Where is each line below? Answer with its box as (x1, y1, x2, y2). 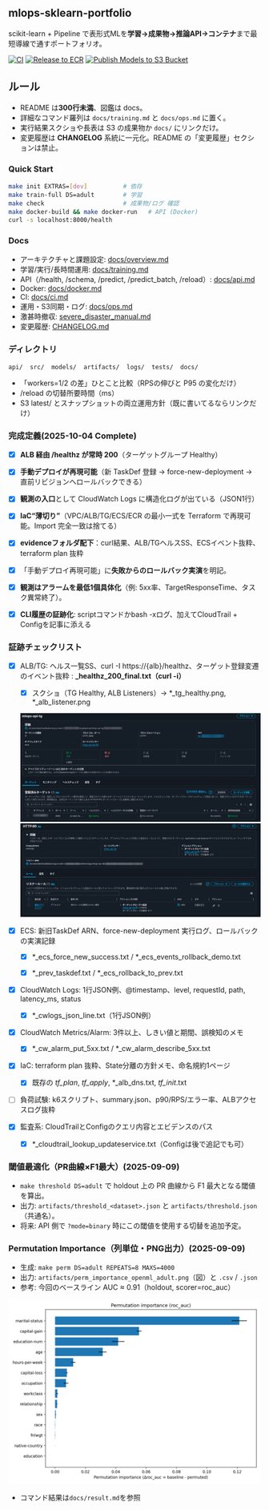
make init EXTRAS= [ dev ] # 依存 (8, 182, 143, 191)
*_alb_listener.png (31, 697, 90, 707)
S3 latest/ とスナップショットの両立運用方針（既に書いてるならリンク (19, 398, 250, 408)
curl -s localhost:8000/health (8, 216, 113, 224)
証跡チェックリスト (8, 641, 82, 652)
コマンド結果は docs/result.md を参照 (19, 1493, 142, 1503)
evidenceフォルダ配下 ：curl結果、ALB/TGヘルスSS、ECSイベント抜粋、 (19, 538, 260, 548)
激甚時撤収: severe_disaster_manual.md (19, 312, 151, 321)
